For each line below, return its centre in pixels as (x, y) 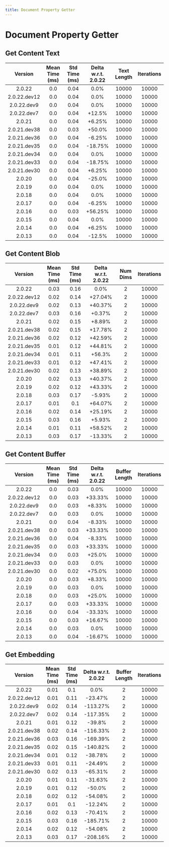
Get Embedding (30, 654)
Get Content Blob (33, 254)
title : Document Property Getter (40, 10)
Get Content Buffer (35, 454)
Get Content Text (32, 53)
